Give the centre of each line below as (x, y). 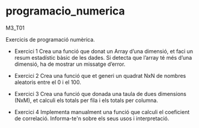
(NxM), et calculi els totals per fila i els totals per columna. (86, 100)
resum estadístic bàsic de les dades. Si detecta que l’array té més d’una (103, 57)
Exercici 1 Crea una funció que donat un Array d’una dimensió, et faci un (104, 51)
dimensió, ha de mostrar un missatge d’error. (70, 64)
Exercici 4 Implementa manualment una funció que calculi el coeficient (102, 112)
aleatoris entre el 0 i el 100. (48, 82)
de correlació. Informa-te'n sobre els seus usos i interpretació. (92, 118)
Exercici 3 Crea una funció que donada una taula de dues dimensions (100, 94)
